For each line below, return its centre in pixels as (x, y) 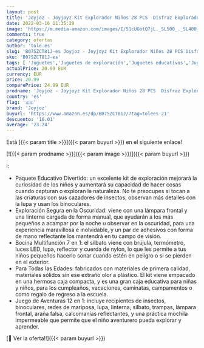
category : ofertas (29, 40)
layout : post (23, 12)
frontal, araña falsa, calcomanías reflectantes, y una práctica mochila (101, 314)
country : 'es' (24, 97)
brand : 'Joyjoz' (27, 108)
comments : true (25, 35)
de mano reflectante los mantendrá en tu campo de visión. (88, 236)
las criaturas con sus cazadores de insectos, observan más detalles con (105, 197)
